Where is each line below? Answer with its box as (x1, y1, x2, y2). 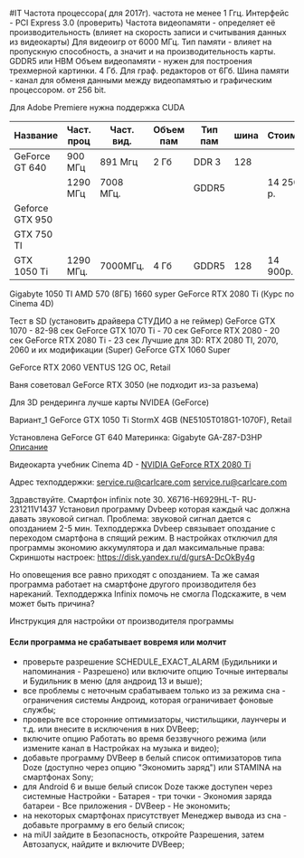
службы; (22, 704, 56, 715)
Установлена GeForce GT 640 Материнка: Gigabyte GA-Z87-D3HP (9, 432, 262, 442)
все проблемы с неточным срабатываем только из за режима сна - (22, 685, 287, 696)
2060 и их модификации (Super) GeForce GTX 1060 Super (9, 344, 231, 355)
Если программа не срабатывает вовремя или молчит (9, 636, 227, 647)
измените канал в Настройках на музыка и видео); (22, 743, 220, 754)
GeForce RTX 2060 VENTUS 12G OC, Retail (9, 362, 171, 372)
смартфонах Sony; (22, 772, 94, 783)
